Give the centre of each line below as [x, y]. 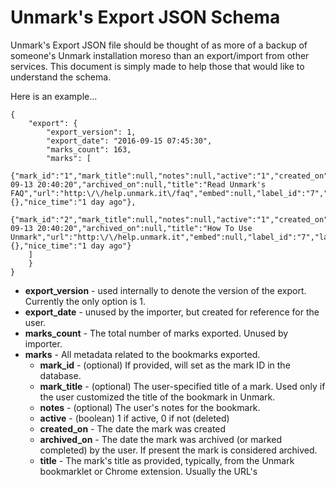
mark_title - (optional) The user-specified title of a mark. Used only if [182, 386]
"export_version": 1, [91, 132]
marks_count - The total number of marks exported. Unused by [156, 333]
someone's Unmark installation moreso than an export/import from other [160, 55]
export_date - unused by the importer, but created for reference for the [172, 312]
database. [60, 375]
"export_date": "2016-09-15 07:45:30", [129, 141]
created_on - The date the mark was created [133, 428]
